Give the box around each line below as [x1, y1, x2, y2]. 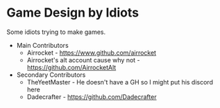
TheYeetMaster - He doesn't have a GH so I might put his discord [26, 78, 213, 86]
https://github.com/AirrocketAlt [26, 63, 117, 71]
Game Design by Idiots [6, 5, 139, 21]
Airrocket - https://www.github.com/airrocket [26, 48, 157, 57]
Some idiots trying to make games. [6, 28, 106, 36]
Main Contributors [16, 41, 69, 49]
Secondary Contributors [16, 71, 86, 79]
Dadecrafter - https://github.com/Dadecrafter [26, 92, 157, 101]
